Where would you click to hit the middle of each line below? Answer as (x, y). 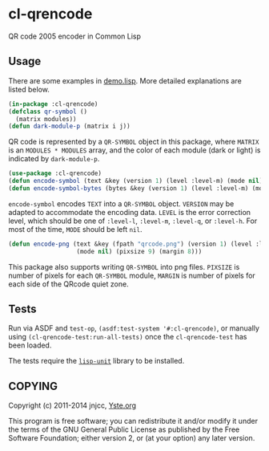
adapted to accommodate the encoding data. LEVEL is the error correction (129, 212)
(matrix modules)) (46, 119)
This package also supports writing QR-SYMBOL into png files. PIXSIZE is (124, 266)
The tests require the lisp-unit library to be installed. (96, 361)
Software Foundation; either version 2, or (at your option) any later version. (132, 438)
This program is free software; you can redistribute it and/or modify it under (133, 421)
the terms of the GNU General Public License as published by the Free (124, 429)
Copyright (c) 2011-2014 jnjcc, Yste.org (72, 405)
